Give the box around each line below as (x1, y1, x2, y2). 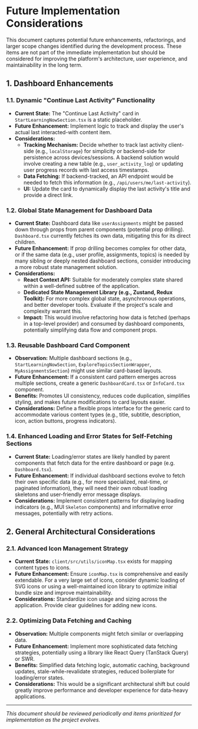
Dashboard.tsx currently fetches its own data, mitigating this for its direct (14, 232, 191, 239)
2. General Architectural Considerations (6, 526, 156, 536)
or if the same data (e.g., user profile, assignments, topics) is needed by (14, 251, 190, 258)
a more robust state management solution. (14, 263, 118, 270)
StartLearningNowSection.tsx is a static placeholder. (14, 116, 143, 123)
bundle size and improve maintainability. (14, 589, 113, 597)
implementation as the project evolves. (6, 716, 101, 723)
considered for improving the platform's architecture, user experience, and (6, 55, 187, 62)
